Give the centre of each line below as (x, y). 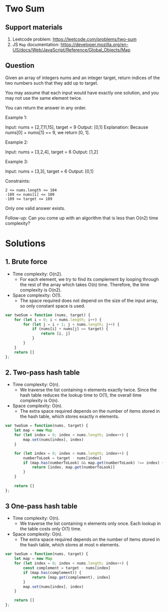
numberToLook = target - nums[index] (62, 458)
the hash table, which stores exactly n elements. (69, 417)
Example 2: (17, 142)
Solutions (25, 243)
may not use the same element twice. (44, 98)
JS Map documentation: (36, 45)
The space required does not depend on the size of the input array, (89, 300)
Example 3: (17, 161)
